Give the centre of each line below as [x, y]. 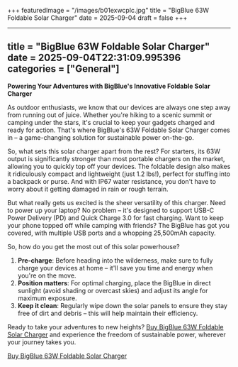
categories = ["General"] [63, 69]
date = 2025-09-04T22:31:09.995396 [94, 58]
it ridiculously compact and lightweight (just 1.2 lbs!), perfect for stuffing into [119, 174]
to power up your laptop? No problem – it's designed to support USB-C [111, 210]
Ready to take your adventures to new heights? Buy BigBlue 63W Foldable [115, 327]
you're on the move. [47, 275]
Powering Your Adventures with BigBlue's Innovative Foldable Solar [109, 86]
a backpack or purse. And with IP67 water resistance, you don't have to [112, 181]
